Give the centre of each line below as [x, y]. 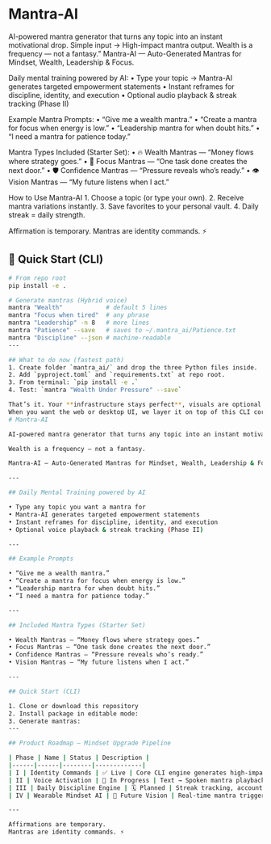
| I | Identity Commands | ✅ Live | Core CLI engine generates [118, 773]
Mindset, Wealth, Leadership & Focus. [71, 62]
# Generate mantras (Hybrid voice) [68, 300]
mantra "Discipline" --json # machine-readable [90, 338]
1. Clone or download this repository [73, 706]
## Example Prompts [41, 559]
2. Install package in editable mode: [73, 713]
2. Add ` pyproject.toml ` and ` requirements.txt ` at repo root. [117, 375]
